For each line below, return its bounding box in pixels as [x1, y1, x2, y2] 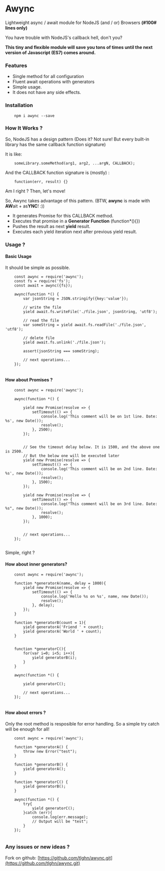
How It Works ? [5, 124, 43, 131]
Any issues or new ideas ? [5, 843, 70, 850]
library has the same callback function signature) [5, 141, 106, 147]
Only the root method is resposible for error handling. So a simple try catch [5, 720, 159, 726]
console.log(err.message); [31, 814, 88, 819]
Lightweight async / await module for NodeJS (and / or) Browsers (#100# [5, 19, 157, 25]
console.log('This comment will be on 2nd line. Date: [40, 466, 157, 471]
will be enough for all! [5, 726, 50, 732]
